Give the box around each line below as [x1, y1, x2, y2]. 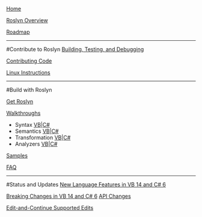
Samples [6, 152, 28, 159]
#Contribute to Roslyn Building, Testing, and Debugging [6, 46, 144, 53]
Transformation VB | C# [14, 134, 71, 141]
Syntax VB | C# [14, 121, 50, 128]
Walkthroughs [6, 109, 41, 117]
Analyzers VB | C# [14, 141, 58, 147]
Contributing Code [6, 57, 52, 64]
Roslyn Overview [6, 17, 48, 23]
